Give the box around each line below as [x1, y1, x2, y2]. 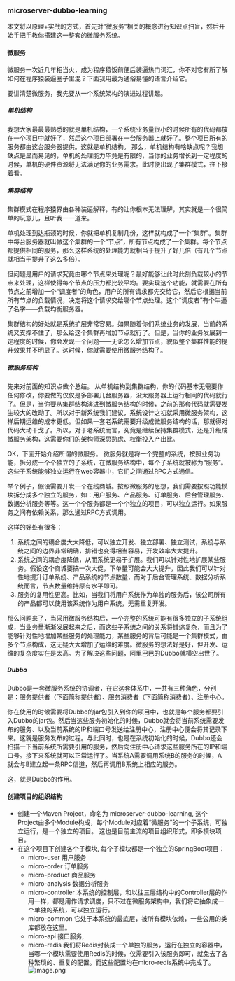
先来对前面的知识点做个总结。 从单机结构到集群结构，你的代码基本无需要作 [7, 382, 224, 390]
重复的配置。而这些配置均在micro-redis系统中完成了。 [58, 958, 215, 966]
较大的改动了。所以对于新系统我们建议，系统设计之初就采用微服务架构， [13, 409, 222, 417]
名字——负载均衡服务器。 [13, 305, 87, 313]
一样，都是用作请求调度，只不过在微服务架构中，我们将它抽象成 [34, 896, 218, 905]
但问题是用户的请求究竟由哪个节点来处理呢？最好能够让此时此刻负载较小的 [7, 270, 222, 278]
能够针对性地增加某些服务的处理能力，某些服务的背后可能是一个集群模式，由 [7, 632, 228, 640]
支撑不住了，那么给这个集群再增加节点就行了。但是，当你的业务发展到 [19, 328, 222, 337]
